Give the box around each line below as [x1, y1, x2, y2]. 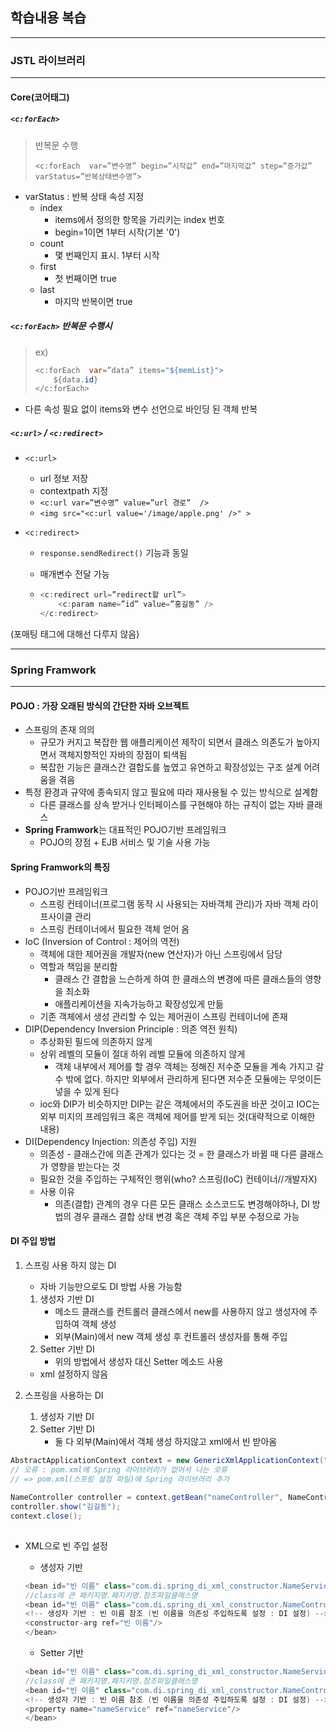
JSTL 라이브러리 [10, 53, 86, 67]
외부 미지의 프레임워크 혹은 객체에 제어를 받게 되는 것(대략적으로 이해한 [39, 1110, 316, 1122]
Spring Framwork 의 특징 [10, 861, 111, 873]
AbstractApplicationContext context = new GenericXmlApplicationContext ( [10, 1455, 325, 1465]
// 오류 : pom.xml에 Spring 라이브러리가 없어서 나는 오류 [10, 1464, 228, 1475]
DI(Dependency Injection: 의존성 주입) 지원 [24, 1135, 197, 1147]
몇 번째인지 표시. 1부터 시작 [54, 249, 160, 261]
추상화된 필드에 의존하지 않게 [39, 1035, 153, 1047]
